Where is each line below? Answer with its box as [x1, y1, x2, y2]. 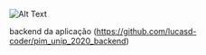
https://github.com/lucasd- [96, 26, 197, 36]
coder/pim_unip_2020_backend [9, 36, 126, 46]
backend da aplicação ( [9, 26, 97, 36]
